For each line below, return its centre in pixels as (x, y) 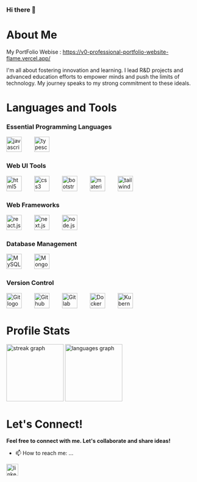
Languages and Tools (62, 108)
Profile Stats (38, 330)
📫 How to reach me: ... (44, 453)
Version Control (30, 283)
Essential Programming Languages (59, 126)
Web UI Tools (26, 166)
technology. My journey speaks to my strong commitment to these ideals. (99, 83)
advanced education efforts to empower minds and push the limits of (93, 76)
